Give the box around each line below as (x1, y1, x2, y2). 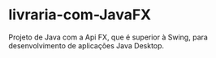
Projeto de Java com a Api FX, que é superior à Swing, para (8, 32, 209, 42)
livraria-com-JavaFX (8, 6, 152, 24)
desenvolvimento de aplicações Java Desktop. (8, 40, 165, 50)
